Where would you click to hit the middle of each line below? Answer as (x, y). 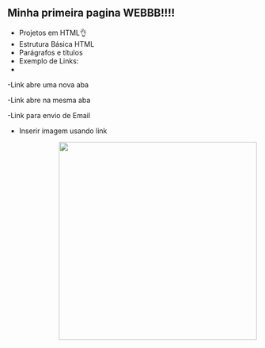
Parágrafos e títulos (51, 52)
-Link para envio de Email (49, 115)
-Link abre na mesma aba (49, 100)
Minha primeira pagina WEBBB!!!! (91, 13)
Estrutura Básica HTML (57, 44)
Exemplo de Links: (49, 61)
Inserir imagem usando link (63, 131)
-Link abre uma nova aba (48, 84)
